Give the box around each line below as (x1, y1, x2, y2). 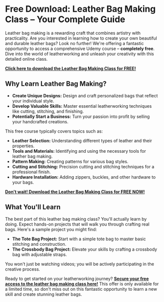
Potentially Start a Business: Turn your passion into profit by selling (12, 114, 150, 119)
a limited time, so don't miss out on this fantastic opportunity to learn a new (5, 286, 158, 292)
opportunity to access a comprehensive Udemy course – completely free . (5, 46, 155, 51)
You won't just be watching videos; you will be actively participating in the (5, 261, 154, 267)
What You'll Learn (5, 203, 61, 211)
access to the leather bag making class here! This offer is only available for (5, 280, 159, 287)
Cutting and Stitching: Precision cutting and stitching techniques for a (12, 163, 155, 169)
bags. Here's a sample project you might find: (5, 226, 97, 232)
